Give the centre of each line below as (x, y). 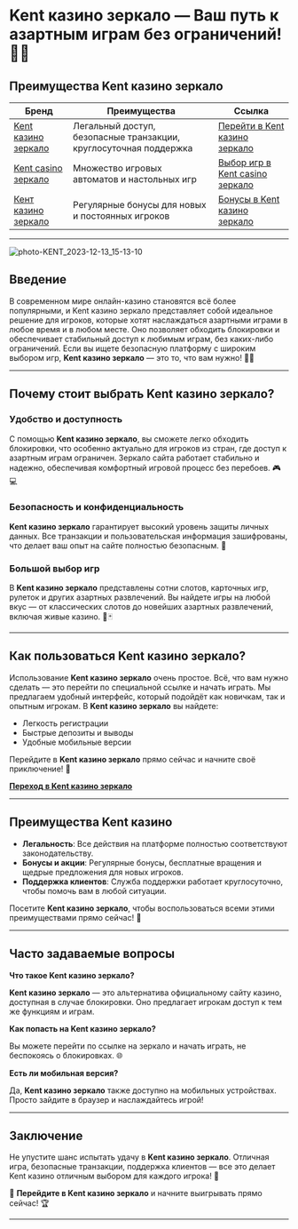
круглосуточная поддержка (133, 148)
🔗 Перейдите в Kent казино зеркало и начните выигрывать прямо (136, 1193)
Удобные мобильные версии (76, 742)
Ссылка (251, 111)
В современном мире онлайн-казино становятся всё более (123, 301)
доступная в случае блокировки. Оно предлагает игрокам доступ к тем (145, 1002)
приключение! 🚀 (40, 769)
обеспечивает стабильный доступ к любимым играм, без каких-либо (141, 339)
